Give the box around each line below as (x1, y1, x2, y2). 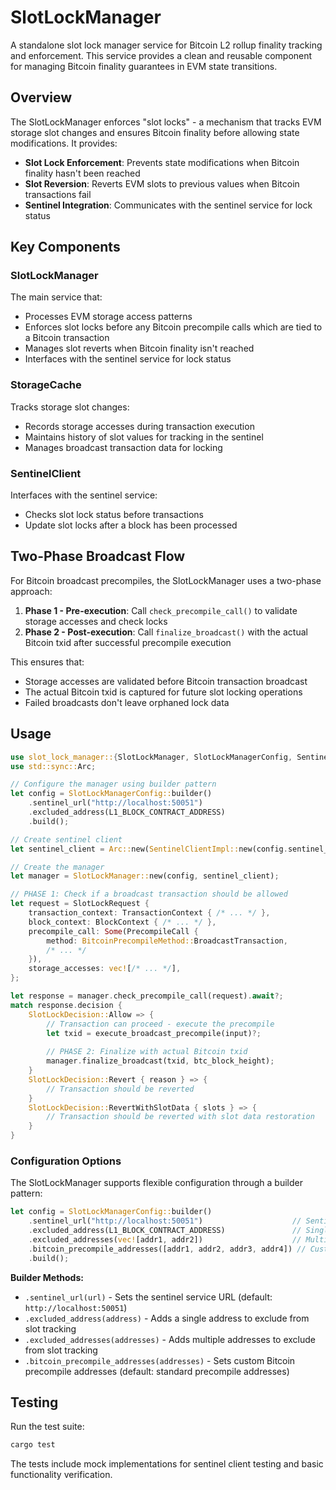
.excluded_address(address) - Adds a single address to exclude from (24, 1312, 310, 1324)
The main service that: (10, 291, 103, 303)
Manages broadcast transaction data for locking (24, 441, 223, 453)
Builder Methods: (10, 1271, 84, 1283)
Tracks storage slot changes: (10, 401, 130, 413)
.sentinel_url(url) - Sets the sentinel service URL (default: (24, 1291, 273, 1303)
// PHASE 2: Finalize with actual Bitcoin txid (46, 1047, 248, 1057)
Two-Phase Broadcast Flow (10, 548, 186, 565)
